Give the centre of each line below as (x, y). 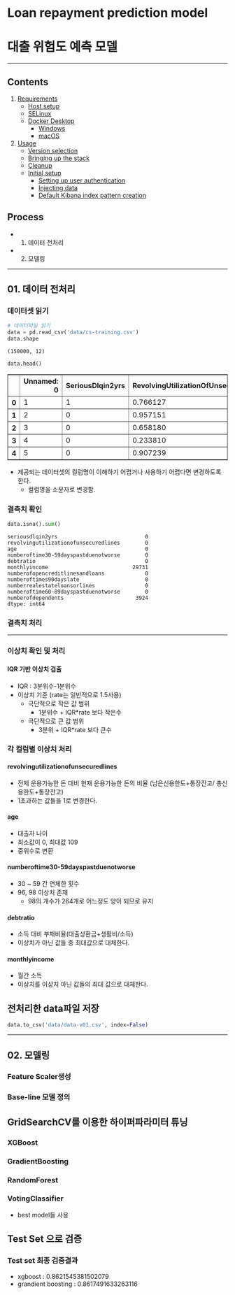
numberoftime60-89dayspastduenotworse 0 (78, 592)
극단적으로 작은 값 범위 (59, 703)
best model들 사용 (43, 1215)
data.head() (24, 364)
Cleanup (40, 165)
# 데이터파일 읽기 (29, 326)
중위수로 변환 (35, 850)
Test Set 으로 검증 (45, 1239)
